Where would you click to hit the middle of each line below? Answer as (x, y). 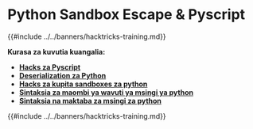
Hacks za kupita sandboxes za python (83, 84)
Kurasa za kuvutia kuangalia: (56, 51)
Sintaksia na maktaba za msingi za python (90, 101)
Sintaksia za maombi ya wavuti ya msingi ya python (106, 92)
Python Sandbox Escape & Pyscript (127, 15)
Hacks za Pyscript (50, 67)
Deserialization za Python (62, 75)
